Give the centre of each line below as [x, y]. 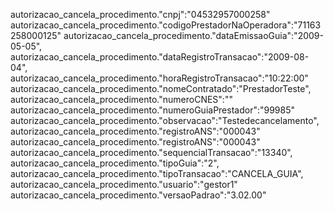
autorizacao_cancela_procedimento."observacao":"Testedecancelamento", [165, 120]
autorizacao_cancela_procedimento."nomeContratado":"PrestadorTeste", [161, 88]
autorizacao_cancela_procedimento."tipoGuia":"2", [115, 163]
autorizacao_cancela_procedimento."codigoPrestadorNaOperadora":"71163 [166, 25]
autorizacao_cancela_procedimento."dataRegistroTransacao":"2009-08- [160, 57]
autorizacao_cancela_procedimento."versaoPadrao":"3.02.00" [138, 195]
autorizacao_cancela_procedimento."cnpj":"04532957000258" [140, 14]
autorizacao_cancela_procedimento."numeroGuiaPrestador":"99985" [153, 110]
